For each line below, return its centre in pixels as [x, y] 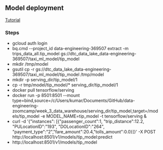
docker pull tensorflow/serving [43, 90]
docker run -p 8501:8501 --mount [46, 96]
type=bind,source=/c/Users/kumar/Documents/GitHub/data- [74, 100]
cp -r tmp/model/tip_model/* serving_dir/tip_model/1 [65, 85]
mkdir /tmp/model [30, 64]
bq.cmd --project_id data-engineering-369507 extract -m [70, 49]
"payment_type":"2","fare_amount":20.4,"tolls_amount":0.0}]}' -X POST [84, 132]
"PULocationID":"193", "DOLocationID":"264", [58, 126]
